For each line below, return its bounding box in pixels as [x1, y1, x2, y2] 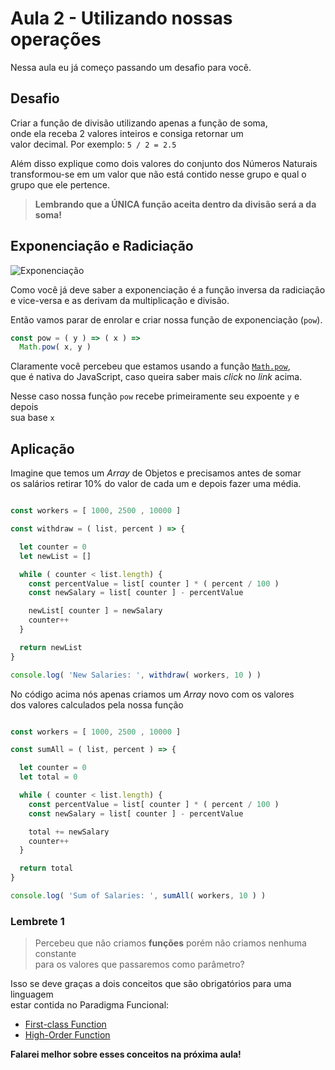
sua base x [10, 412, 55, 424]
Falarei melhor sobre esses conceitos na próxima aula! [10, 1048, 242, 1061]
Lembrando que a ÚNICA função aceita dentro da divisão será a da [34, 198, 317, 210]
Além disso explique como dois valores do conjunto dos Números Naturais [10, 157, 318, 169]
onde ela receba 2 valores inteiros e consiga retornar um [10, 127, 244, 139]
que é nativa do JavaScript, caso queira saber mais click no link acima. [10, 371, 303, 383]
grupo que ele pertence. [10, 178, 110, 191]
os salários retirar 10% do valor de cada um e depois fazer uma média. [10, 478, 302, 490]
